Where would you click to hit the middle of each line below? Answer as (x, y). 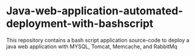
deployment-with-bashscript (80, 24)
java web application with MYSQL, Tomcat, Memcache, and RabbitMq (92, 46)
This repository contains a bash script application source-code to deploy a (98, 40)
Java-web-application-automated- (95, 11)
